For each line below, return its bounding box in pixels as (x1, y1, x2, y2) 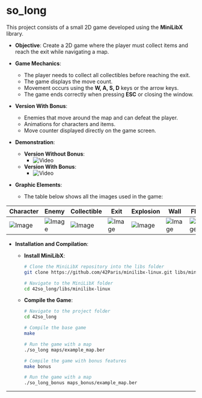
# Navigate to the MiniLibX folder (23, 280, 113, 286)
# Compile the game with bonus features (23, 358, 127, 364)
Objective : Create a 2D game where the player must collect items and (14, 42, 188, 49)
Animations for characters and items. (23, 120, 116, 127)
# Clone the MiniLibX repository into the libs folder (23, 264, 164, 270)
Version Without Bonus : (23, 150, 85, 157)
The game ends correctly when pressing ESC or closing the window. (23, 90, 194, 98)
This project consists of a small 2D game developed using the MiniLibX (6, 24, 183, 31)
